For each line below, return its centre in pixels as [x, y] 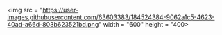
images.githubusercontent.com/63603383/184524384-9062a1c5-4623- [111, 17]
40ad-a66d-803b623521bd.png [53, 24]
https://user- [61, 10]
